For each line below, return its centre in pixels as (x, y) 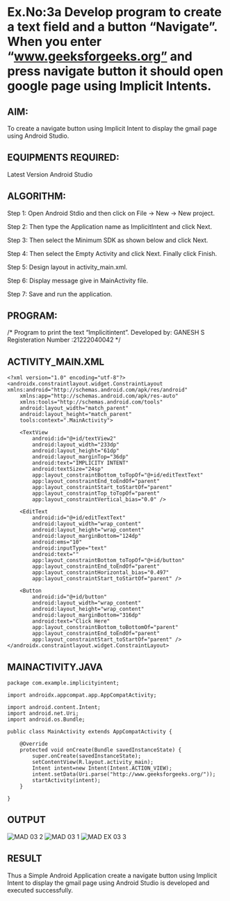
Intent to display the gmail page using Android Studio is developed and (108, 883)
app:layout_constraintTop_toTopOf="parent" (96, 494)
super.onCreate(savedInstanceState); (87, 756)
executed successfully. (40, 890)
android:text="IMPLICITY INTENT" (81, 463)
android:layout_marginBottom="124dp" (87, 536)
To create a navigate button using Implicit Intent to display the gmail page (112, 128)
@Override (34, 744)
